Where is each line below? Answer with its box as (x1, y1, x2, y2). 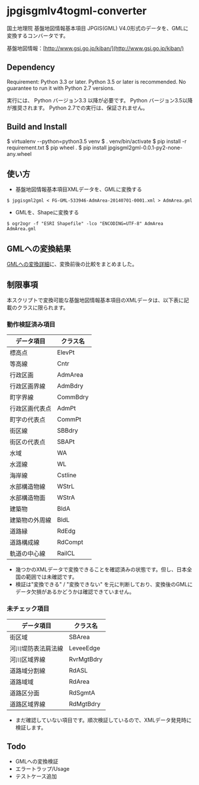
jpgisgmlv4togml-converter (7, 4, 147, 18)
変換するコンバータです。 (7, 32, 69, 39)
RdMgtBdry (69, 699, 101, 708)
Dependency (7, 62, 55, 73)
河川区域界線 (9, 655, 46, 664)
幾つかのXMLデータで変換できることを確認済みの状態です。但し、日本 (15, 566, 187, 573)
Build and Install (7, 122, 68, 132)
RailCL (57, 549, 75, 558)
